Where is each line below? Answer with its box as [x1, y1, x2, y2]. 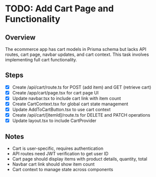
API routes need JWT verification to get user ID [12, 151, 109, 157]
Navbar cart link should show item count [12, 161, 95, 167]
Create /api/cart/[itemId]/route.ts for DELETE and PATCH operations [12, 112, 151, 118]
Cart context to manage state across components [12, 167, 114, 173]
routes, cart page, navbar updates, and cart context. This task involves [5, 51, 149, 57]
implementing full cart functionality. [5, 57, 78, 62]
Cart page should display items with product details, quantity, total [12, 156, 147, 162]
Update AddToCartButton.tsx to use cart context [12, 107, 111, 113]
